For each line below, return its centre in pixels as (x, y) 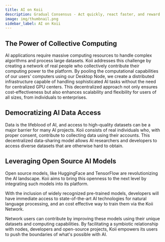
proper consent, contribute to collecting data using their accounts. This (78, 135)
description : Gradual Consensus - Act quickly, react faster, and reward (83, 14)
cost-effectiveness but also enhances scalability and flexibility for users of (81, 92)
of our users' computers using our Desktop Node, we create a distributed (80, 77)
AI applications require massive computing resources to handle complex (79, 55)
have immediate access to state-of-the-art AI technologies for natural (76, 199)
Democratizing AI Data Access (53, 113)
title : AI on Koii (24, 10)
